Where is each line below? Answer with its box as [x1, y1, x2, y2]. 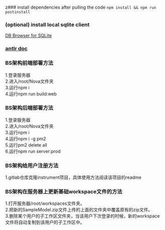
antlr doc [5, 45, 28, 52]
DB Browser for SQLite [5, 33, 52, 39]
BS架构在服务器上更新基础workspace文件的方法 [5, 188, 122, 195]
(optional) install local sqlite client [5, 21, 90, 28]
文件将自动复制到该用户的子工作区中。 [5, 219, 85, 225]
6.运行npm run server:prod [5, 148, 61, 154]
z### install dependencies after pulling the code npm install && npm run [5, 5, 156, 10]
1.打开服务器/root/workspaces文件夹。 [5, 200, 85, 206]
